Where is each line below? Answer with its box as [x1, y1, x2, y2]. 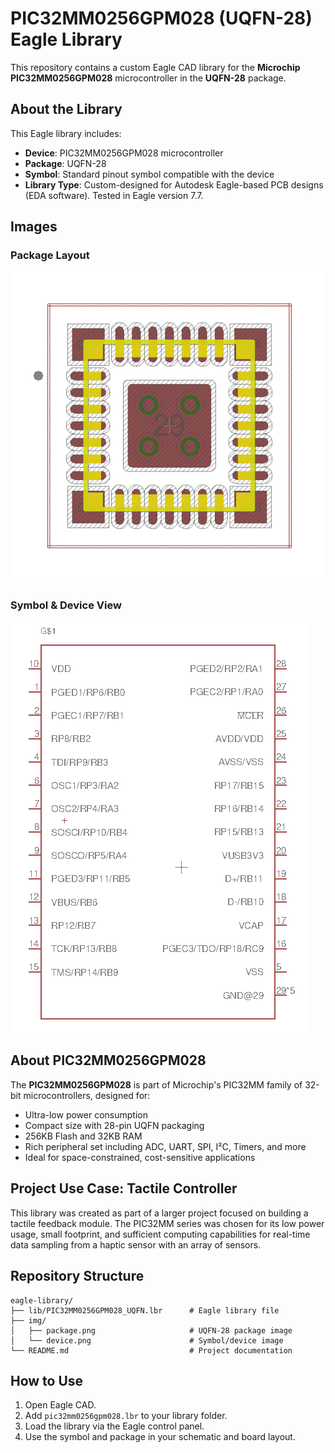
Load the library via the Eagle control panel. [24, 1420, 205, 1432]
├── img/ [10, 1315, 47, 1326]
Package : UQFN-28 [24, 157, 107, 169]
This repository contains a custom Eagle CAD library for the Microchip [10, 61, 301, 73]
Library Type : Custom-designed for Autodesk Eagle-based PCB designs [24, 178, 324, 191]
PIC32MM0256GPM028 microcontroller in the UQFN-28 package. [10, 72, 287, 84]
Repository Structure [10, 1268, 145, 1285]
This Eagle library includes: [10, 127, 122, 139]
